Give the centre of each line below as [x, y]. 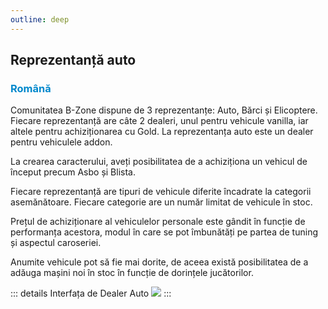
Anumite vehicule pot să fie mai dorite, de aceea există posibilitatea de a [159, 262]
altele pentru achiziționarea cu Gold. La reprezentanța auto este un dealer [162, 132]
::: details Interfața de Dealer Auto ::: [91, 293]
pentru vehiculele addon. [61, 142]
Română [31, 88]
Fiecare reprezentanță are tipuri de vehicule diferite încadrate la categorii [161, 192]
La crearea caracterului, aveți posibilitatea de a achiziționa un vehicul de [159, 162]
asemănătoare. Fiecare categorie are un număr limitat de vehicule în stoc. [161, 202]
